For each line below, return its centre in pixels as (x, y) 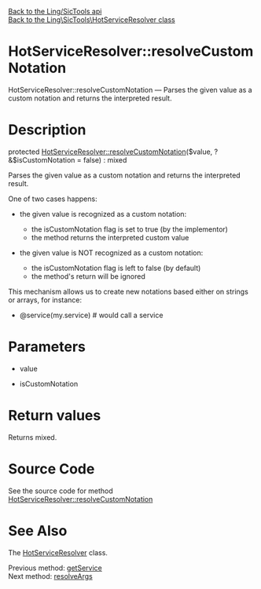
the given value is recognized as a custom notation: (103, 214)
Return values (55, 415)
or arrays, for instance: (45, 300)
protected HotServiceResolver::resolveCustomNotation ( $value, (110, 152)
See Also (38, 530)
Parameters (47, 347)
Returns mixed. (33, 437)
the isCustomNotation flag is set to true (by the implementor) (129, 229)
